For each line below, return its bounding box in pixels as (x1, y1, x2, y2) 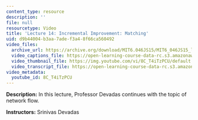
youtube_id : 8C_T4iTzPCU (11, 74, 72, 80)
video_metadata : (6, 69, 46, 75)
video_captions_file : (11, 53, 65, 59)
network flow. (6, 97, 39, 104)
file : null (6, 20, 33, 25)
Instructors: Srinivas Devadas (6, 109, 80, 116)
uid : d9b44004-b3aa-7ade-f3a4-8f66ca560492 (6, 36, 115, 42)
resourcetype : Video (6, 25, 57, 31)
